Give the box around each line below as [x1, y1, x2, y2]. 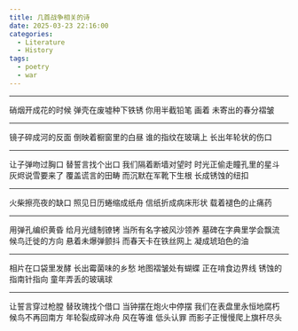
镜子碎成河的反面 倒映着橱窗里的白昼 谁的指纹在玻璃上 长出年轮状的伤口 [9, 131, 272, 142]
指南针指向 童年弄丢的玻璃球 [9, 273, 113, 284]
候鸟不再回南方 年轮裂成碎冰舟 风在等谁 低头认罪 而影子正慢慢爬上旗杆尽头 [9, 311, 282, 322]
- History [17, 46, 53, 55]
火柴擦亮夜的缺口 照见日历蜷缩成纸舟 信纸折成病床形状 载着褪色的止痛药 [9, 197, 272, 208]
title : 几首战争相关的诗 [9, 12, 90, 22]
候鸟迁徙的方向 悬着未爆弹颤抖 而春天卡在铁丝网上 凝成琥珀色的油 [9, 235, 249, 246]
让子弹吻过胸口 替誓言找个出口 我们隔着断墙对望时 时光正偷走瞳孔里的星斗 [9, 159, 280, 169]
